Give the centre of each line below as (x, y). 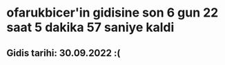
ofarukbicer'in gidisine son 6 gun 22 (112, 13)
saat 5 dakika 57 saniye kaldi (90, 27)
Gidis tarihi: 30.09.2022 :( (63, 53)
